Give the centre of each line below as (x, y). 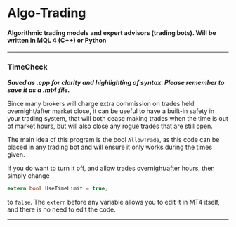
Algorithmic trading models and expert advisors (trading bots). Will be (112, 32)
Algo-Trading (47, 13)
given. (17, 154)
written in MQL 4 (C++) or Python (57, 40)
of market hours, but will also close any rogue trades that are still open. (110, 126)
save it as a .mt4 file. (39, 90)
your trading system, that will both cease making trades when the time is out (118, 118)
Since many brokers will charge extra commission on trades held (101, 103)
